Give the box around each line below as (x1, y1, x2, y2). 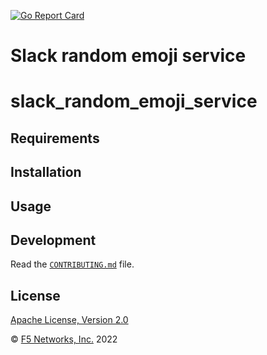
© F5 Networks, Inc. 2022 (10, 333, 118, 345)
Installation (10, 164, 82, 181)
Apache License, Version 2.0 (10, 314, 129, 326)
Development (10, 231, 97, 249)
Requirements (10, 130, 100, 147)
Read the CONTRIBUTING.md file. (10, 258, 135, 270)
